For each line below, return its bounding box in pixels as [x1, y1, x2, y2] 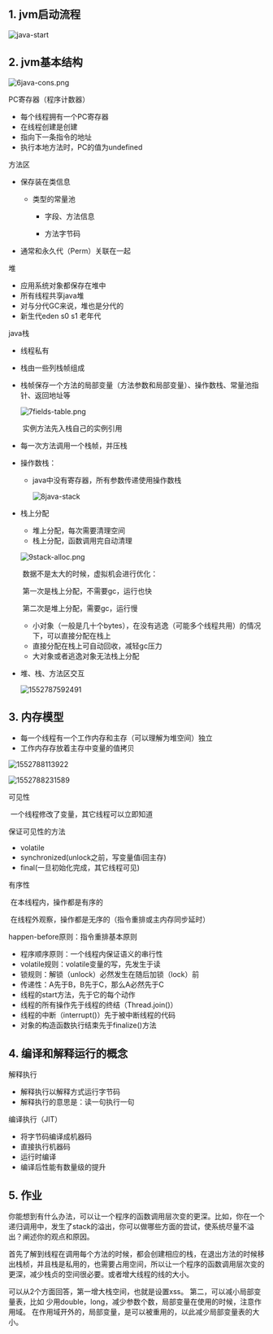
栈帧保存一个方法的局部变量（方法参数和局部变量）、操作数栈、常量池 [19, 380, 252, 390]
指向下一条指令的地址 [19, 132, 92, 142]
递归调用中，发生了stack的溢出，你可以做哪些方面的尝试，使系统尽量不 [8, 1222, 248, 1232]
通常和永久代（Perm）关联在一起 [19, 246, 132, 255]
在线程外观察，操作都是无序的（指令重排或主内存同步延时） [10, 914, 210, 925]
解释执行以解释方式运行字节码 [19, 1087, 120, 1096]
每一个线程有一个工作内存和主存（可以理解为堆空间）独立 [19, 733, 213, 743]
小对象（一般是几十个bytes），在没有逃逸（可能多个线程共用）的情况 [32, 621, 262, 630]
